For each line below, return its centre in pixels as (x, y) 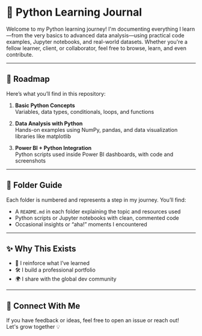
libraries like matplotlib (43, 136)
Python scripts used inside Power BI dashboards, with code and (94, 154)
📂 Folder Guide (34, 185)
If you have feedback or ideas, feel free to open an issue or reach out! (93, 320)
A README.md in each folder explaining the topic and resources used (98, 211)
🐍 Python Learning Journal (74, 12)
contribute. (20, 54)
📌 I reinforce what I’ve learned (52, 263)
